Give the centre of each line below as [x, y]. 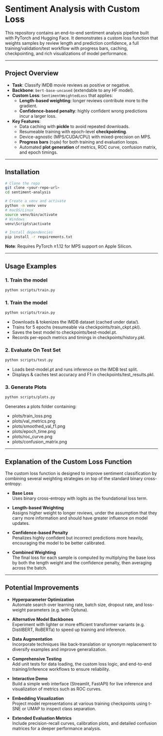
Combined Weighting [34, 553]
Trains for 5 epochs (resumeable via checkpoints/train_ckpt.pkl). [77, 327]
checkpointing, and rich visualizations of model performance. [66, 53]
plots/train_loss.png [32, 416]
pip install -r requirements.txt [39, 237]
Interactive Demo [30, 678]
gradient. [28, 106]
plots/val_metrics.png [34, 421]
